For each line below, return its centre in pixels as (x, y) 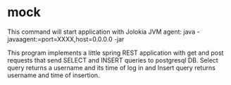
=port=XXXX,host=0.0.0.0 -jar (81, 39)
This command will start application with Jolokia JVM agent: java (101, 32)
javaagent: (23, 39)
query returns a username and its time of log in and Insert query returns (112, 67)
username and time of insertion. (54, 75)
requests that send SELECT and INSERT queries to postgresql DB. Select (113, 60)
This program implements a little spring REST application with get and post (115, 53)
